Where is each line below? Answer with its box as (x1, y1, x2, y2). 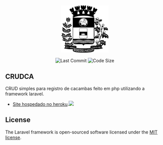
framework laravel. (5, 91, 44, 97)
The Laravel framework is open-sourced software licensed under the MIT (5, 129, 158, 135)
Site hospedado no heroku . (12, 101, 69, 107)
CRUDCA (5, 72, 34, 81)
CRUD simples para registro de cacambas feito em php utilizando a (5, 85, 145, 91)
